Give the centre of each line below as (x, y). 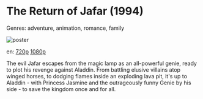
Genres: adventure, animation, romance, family (65, 28)
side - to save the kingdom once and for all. (61, 89)
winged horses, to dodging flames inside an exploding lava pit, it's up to (97, 76)
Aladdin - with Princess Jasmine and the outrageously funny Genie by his (99, 83)
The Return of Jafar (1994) (75, 11)
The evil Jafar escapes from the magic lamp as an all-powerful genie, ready (102, 63)
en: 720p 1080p (26, 51)
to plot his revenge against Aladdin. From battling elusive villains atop (94, 70)
